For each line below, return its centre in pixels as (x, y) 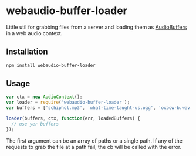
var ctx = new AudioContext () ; (44, 97)
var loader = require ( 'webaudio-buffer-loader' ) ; (68, 103)
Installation (27, 52)
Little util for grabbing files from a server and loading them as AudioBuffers (97, 27)
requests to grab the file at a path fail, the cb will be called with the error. (94, 147)
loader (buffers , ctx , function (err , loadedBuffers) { (73, 118)
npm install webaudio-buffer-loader (51, 65)
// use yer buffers (35, 124)
